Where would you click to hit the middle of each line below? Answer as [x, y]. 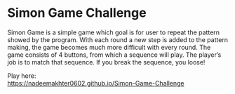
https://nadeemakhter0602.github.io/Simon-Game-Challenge [96, 83]
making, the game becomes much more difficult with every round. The [109, 47]
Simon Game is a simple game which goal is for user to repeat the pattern [113, 32]
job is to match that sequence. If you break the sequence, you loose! [106, 62]
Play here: [22, 76]
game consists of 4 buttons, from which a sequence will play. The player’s [114, 55]
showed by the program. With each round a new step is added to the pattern [118, 39]
